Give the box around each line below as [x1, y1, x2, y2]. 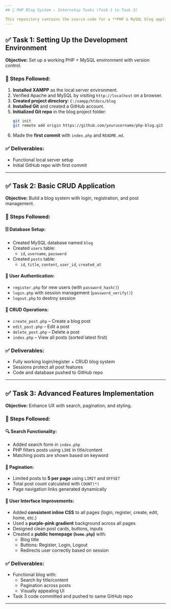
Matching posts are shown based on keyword [12, 452, 108, 459]
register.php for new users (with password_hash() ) [12, 284, 120, 290]
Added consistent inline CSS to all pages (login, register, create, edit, [12, 509, 159, 515]
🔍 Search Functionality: [5, 428, 58, 434]
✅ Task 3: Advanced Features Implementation [5, 389, 154, 398]
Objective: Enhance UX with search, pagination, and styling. [5, 402, 132, 409]
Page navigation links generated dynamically [12, 486, 107, 492]
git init [12, 118, 32, 123]
